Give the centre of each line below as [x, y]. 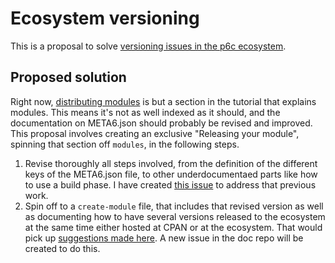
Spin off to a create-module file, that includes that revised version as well [174, 206]
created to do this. [62, 248]
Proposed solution [68, 77]
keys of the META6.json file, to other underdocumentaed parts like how [171, 174]
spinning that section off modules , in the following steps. [125, 144]
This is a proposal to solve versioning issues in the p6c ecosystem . [148, 46]
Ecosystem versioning [105, 18]
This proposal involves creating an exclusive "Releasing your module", [155, 133]
